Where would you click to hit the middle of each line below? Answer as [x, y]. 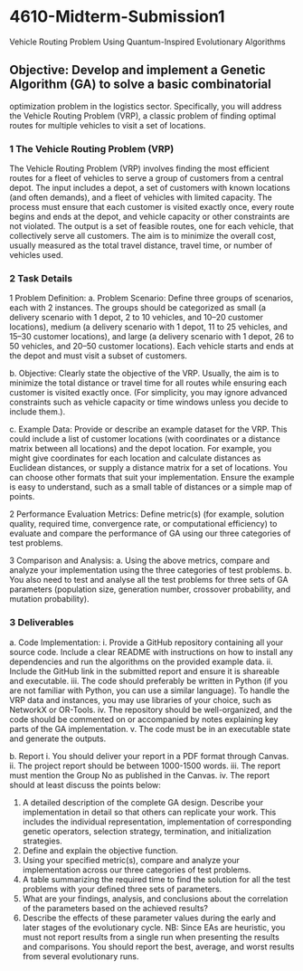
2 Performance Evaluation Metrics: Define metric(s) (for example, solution [147, 514]
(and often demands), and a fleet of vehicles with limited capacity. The [141, 197]
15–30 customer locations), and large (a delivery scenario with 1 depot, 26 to [151, 337]
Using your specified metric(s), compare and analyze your [131, 860]
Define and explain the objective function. [100, 850]
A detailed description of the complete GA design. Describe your [143, 802]
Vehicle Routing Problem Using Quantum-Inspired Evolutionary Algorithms [148, 42]
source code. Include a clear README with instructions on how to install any [151, 652]
